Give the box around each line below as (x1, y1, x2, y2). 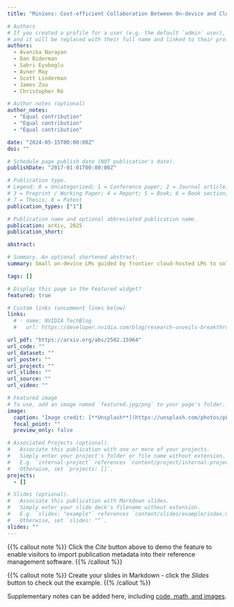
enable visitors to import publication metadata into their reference (7, 550, 196, 558)
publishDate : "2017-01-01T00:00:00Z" (7, 165, 117, 172)
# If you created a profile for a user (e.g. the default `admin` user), (7, 29, 226, 36)
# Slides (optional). (7, 491, 70, 498)
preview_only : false (13, 427, 73, 434)
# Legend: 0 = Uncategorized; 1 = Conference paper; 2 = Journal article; (7, 183, 229, 190)
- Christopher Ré (13, 88, 64, 95)
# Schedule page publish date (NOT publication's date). (7, 158, 176, 165)
